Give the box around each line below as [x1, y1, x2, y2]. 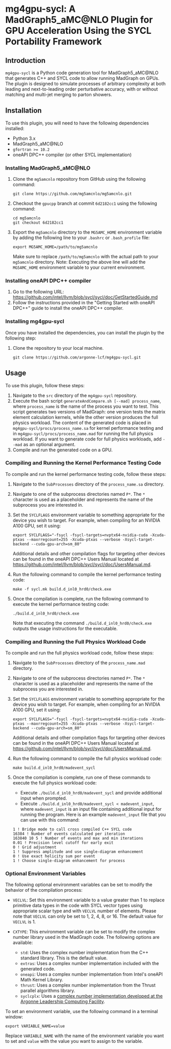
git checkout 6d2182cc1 [12, 220, 64, 225]
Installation [5, 106, 42, 115]
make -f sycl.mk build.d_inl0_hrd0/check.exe [12, 586, 111, 592]
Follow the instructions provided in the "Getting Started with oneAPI [12, 300, 155, 306]
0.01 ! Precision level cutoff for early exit [12, 841, 114, 846]
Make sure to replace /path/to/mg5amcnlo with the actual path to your [12, 254, 159, 260]
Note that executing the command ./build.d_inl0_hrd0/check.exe [12, 620, 152, 626]
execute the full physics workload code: [12, 780, 97, 786]
